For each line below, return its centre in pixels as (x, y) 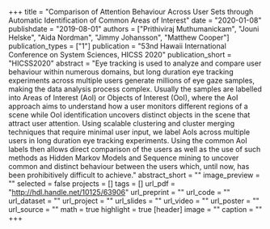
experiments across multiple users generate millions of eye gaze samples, (132, 81)
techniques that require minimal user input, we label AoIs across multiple (129, 132)
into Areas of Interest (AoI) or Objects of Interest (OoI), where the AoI (123, 98)
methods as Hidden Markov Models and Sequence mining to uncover (124, 158)
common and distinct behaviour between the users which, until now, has (129, 166)
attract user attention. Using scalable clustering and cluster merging (122, 123)
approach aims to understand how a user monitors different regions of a (128, 106)
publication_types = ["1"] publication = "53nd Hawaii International (117, 46)
